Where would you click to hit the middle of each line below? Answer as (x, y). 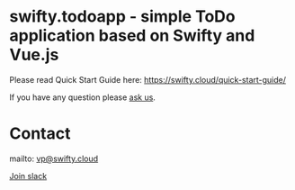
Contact (40, 134)
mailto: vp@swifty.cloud (54, 158)
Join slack (28, 176)
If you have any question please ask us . (82, 97)
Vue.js (34, 55)
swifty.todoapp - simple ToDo (122, 17)
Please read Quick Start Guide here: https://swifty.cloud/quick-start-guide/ (147, 79)
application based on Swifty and (132, 36)
